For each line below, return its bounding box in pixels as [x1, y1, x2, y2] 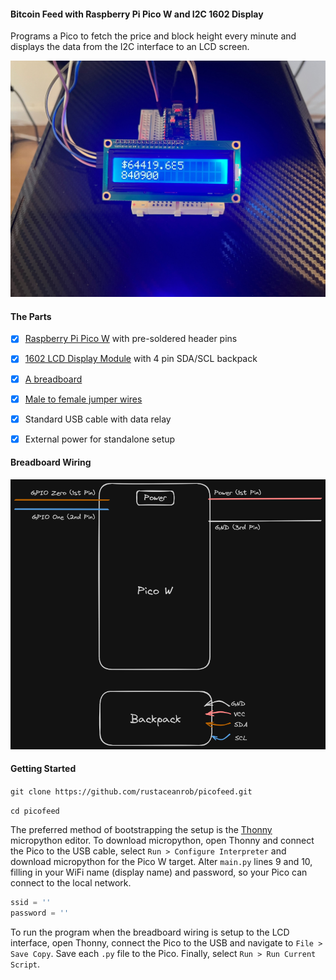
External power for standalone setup [24, 433, 176, 445]
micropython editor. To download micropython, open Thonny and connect [10, 834, 315, 846]
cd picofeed [10, 806, 60, 816]
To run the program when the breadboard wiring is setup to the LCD [10, 926, 290, 938]
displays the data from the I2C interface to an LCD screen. [10, 41, 250, 53]
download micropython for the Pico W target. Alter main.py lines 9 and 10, [10, 855, 313, 867]
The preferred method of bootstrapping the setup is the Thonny [10, 823, 273, 835]
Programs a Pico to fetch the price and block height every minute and [10, 30, 297, 42]
